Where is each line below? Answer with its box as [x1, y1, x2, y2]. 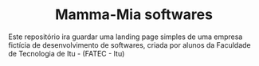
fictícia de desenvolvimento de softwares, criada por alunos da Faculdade [8, 40, 251, 49]
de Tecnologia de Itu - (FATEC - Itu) [8, 49, 125, 58]
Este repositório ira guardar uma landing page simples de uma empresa [8, 32, 243, 41]
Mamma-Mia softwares [54, 6, 214, 24]
